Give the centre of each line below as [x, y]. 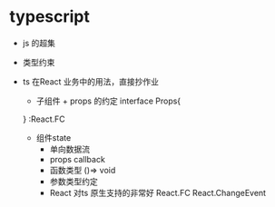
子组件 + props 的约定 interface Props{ [108, 101]
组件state [54, 137]
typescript [50, 17]
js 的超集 [39, 43]
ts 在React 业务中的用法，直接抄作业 [91, 81]
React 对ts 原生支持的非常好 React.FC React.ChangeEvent [157, 192]
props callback [78, 159]
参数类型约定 [74, 181]
